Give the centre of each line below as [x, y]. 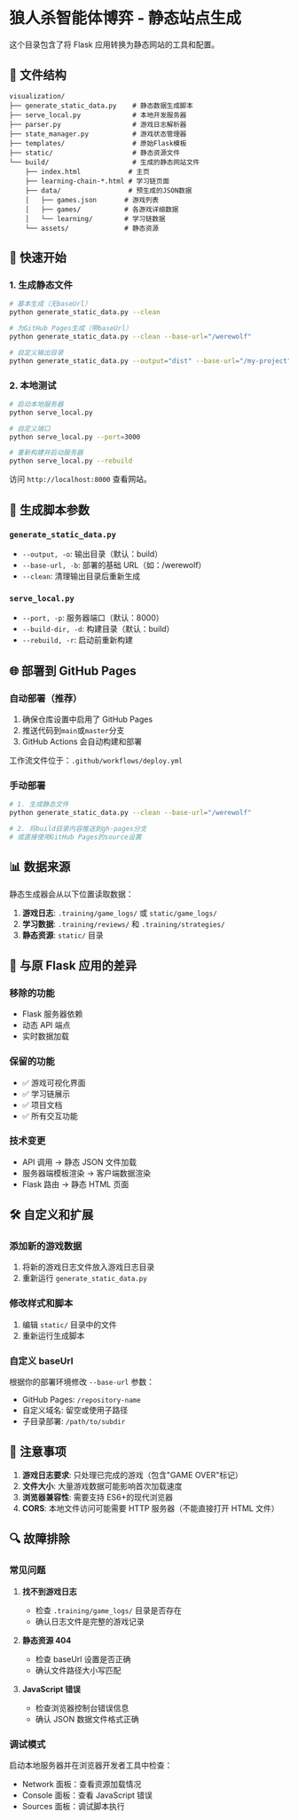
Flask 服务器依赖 [52, 1014]
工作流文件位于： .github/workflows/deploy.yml [96, 760]
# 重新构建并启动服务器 [47, 453]
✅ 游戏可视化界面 [54, 1082]
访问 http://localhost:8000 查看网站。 [81, 479]
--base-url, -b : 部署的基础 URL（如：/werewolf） [114, 565]
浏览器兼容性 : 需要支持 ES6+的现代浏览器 [98, 1497]
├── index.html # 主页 [87, 171]
